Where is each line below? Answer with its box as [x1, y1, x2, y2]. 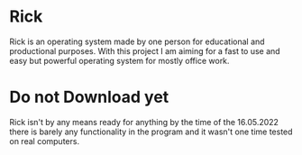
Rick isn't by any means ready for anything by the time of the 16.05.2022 [9, 116, 279, 127]
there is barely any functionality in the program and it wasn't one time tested [9, 126, 293, 137]
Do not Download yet [9, 87, 169, 107]
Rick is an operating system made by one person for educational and [9, 36, 265, 47]
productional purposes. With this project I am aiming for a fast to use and [9, 45, 281, 56]
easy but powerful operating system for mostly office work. [9, 55, 230, 66]
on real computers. [9, 135, 79, 146]
